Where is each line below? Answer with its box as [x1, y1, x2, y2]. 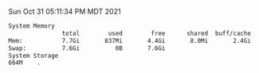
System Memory [8, 22, 56, 30]
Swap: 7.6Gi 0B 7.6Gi [8, 44, 166, 52]
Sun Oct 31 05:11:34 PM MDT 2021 [8, 7, 121, 16]
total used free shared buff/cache [61, 29, 251, 37]
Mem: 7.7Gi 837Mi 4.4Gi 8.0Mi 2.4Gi [8, 36, 251, 44]
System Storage [8, 52, 59, 60]
